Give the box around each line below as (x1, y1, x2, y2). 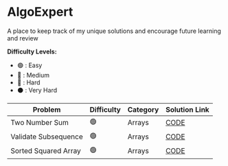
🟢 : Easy (16, 61, 43, 69)
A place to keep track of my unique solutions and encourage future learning (7, 27, 222, 35)
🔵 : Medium (16, 71, 50, 79)
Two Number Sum (10, 118, 69, 128)
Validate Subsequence (10, 132, 84, 141)
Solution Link (166, 104, 209, 114)
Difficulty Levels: (7, 47, 57, 56)
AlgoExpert (7, 4, 73, 20)
